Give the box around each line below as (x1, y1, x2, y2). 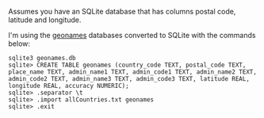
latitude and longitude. (8, 15, 82, 25)
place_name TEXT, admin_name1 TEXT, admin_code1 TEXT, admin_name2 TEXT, (8, 68, 258, 76)
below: (8, 39, 30, 48)
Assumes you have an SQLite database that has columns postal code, (8, 7, 236, 16)
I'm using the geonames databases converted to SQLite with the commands (8, 31, 256, 40)
